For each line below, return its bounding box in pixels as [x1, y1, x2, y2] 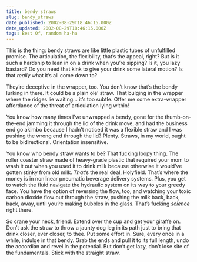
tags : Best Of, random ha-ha [6, 31, 78, 37]
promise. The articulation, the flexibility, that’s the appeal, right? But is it [6, 53, 179, 60]
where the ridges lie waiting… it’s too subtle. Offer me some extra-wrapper [6, 96, 187, 103]
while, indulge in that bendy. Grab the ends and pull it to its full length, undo [6, 237, 189, 244]
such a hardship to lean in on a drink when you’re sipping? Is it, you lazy [6, 60, 181, 67]
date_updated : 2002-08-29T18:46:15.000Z [6, 25, 107, 31]
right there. [6, 207, 34, 214]
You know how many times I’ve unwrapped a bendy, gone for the [6, 113, 163, 121]
